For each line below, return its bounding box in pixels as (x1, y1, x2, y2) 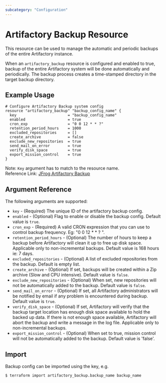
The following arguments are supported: (5, 198, 88, 204)
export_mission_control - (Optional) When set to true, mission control (12, 330, 156, 336)
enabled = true (9, 117, 81, 122)
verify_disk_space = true (9, 148, 81, 153)
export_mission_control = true (9, 152, 81, 157)
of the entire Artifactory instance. (5, 50, 74, 56)
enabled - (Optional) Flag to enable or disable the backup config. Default (12, 213, 161, 219)
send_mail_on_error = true (9, 143, 81, 148)
